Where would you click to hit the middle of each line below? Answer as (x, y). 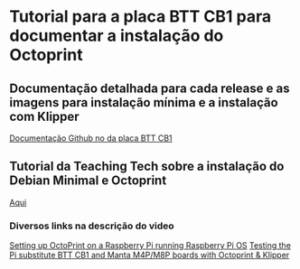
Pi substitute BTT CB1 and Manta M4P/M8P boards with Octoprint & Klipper (150, 255)
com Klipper (44, 116)
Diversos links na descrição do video (92, 226)
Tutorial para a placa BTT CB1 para (141, 17)
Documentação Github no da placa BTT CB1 (91, 138)
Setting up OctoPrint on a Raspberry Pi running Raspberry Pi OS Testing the (150, 246)
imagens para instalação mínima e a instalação (144, 102)
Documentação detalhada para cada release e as (150, 88)
